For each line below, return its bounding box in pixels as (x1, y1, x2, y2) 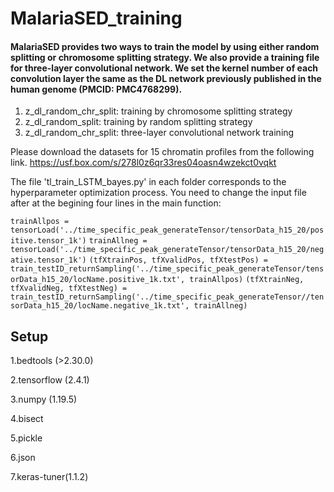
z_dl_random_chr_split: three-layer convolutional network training (24, 127, 295, 139)
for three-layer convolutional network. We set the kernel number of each (10, 62, 319, 74)
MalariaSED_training (10, 7, 183, 30)
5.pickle (10, 432, 43, 444)
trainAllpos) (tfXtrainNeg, (189, 275, 305, 285)
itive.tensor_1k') (10, 236, 87, 246)
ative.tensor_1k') (10, 255, 87, 266)
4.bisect (10, 413, 44, 425)
